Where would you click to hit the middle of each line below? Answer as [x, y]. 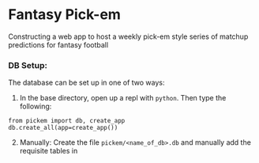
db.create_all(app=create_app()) [63, 128]
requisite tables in [49, 151]
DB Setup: [28, 65]
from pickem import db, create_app [67, 121]
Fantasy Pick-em [64, 15]
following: [36, 106]
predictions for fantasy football [58, 44]
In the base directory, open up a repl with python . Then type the [123, 98]
